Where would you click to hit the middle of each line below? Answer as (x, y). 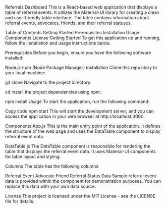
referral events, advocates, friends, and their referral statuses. (69, 23)
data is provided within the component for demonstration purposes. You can (83, 181)
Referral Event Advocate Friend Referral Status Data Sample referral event (81, 176)
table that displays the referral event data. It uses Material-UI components (81, 151)
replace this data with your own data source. (51, 186)
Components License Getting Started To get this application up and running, (83, 38)
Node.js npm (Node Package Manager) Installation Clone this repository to (81, 67)
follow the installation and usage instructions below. (58, 43)
